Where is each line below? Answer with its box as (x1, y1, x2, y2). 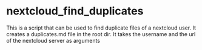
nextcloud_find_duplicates (6, 4, 144, 18)
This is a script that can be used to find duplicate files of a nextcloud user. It (6, 24, 196, 31)
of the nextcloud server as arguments (6, 37, 101, 44)
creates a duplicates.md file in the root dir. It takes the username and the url (6, 30, 196, 37)
